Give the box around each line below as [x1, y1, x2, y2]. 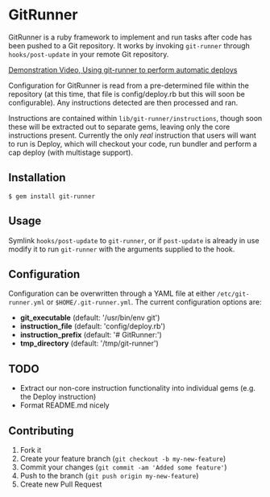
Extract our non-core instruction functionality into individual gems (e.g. [19, 383, 256, 393]
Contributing [8, 424, 74, 437]
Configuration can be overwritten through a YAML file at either [8, 288, 215, 299]
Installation [8, 171, 66, 184]
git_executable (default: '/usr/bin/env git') [19, 313, 160, 323]
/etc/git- [216, 290, 250, 299]
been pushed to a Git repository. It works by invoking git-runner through [8, 40, 250, 50]
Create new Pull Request [19, 479, 102, 489]
